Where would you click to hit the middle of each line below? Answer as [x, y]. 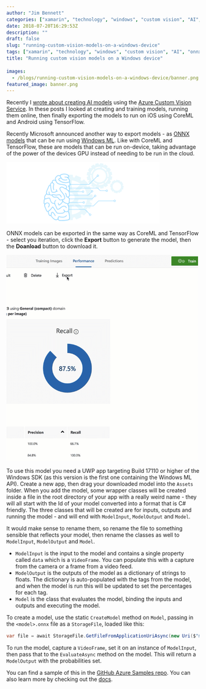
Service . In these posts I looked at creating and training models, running [97, 109]
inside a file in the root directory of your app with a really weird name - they [102, 497]
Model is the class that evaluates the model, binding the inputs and [99, 599]
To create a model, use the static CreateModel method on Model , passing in [100, 618]
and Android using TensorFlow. [46, 122]
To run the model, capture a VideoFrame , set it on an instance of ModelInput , [101, 648]
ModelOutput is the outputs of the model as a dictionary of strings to [100, 573]
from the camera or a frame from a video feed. [74, 566]
